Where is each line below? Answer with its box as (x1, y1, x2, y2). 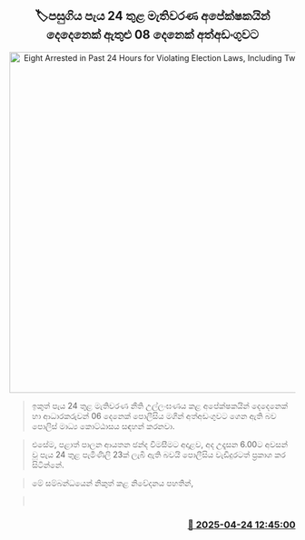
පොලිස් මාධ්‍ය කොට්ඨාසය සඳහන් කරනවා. (31, 420, 175, 431)
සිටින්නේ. (31, 459, 65, 470)
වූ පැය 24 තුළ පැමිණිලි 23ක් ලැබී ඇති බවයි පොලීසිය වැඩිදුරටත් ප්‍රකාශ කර (31, 449, 286, 460)
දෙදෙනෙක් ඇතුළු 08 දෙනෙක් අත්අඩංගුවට (46, 27, 259, 43)
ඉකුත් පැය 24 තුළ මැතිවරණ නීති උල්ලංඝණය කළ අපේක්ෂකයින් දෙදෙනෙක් (31, 400, 289, 411)
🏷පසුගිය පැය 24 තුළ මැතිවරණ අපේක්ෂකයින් (34, 8, 271, 24)
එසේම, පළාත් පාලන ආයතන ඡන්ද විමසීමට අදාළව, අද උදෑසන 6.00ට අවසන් (31, 438, 289, 449)
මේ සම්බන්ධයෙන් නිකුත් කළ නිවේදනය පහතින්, (31, 477, 193, 488)
